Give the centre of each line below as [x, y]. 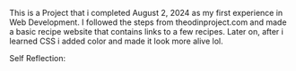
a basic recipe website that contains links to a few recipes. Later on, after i [147, 32]
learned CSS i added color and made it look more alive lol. [116, 41]
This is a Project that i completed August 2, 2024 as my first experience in [146, 13]
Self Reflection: [38, 58]
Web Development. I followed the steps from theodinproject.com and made [148, 22]
